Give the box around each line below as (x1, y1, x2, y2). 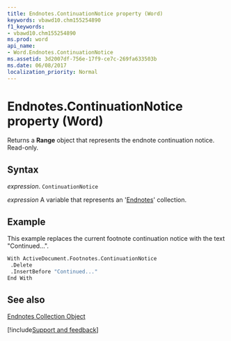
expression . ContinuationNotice (7, 182, 99, 191)
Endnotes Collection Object (7, 312, 86, 321)
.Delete (10, 262, 33, 269)
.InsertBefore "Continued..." (10, 268, 98, 275)
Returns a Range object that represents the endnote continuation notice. (7, 136, 215, 145)
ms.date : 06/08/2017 (7, 62, 67, 69)
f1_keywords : (7, 23, 45, 30)
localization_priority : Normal (7, 68, 98, 75)
